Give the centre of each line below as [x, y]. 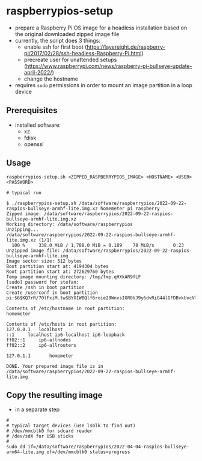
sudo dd [16, 447]
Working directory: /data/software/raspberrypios [70, 224]
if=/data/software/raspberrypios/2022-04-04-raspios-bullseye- [109, 447]
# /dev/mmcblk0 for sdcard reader [50, 431]
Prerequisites [32, 110]
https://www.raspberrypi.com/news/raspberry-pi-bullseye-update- [109, 66]
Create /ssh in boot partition [45, 287]
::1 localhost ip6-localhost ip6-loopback [66, 335]
